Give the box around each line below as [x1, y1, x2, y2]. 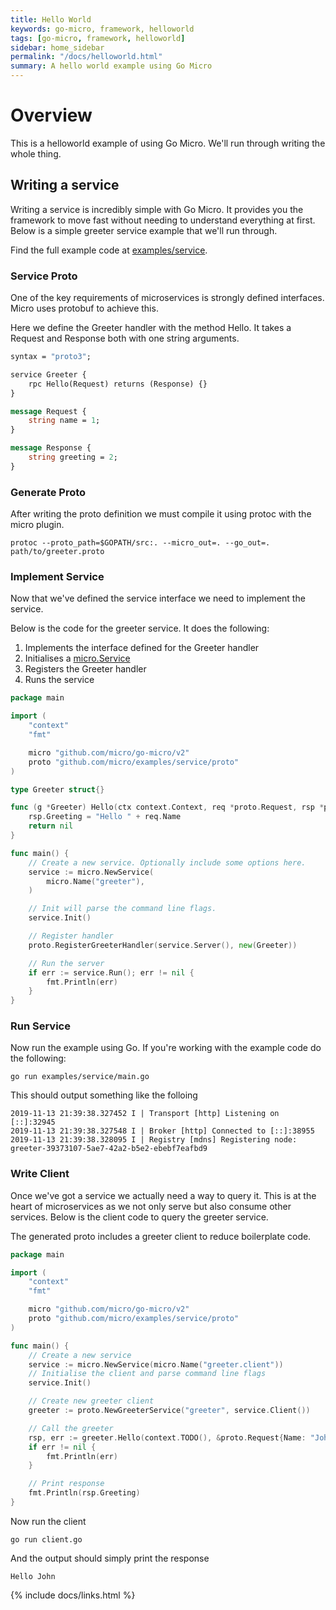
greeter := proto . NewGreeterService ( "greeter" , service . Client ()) [28, 1406, 311, 1416]
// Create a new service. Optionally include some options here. [28, 857, 307, 868]
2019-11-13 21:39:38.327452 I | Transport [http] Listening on [10, 1109, 280, 1119]
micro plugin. [10, 519, 65, 531]
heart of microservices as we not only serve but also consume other [10, 1200, 292, 1212]
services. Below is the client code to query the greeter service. [10, 1211, 269, 1223]
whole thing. [10, 147, 62, 160]
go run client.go [10, 1534, 83, 1545]
